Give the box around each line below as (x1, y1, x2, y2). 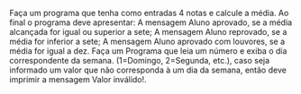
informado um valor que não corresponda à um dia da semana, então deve (9, 64, 287, 75)
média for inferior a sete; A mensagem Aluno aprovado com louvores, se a (9, 36, 286, 47)
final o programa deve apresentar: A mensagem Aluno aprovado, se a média (9, 17, 293, 28)
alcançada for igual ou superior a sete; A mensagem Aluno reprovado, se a (9, 27, 287, 37)
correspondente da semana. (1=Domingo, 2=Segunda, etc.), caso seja (9, 56, 270, 65)
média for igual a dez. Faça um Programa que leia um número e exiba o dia (9, 46, 287, 56)
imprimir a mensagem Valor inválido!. (9, 74, 147, 84)
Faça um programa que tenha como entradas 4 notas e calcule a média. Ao (9, 8, 289, 18)
